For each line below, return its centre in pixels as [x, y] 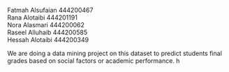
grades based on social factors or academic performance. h [94, 61]
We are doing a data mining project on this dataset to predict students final [114, 53]
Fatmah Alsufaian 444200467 [50, 10]
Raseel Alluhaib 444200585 [47, 32]
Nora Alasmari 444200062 [46, 25]
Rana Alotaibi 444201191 [43, 17]
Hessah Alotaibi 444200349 [48, 40]
